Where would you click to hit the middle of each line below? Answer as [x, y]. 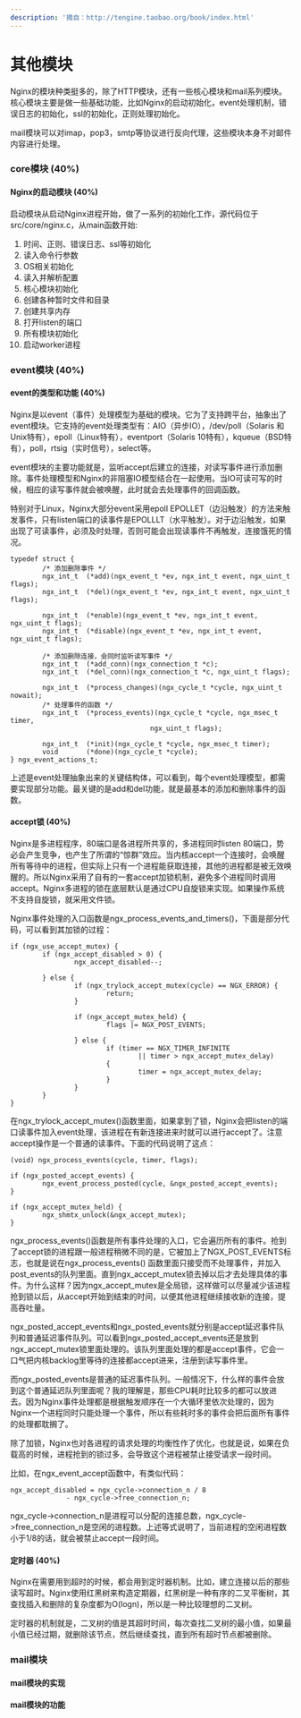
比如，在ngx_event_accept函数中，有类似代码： [98, 1474]
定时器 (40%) [35, 1560]
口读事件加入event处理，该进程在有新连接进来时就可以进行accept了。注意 [146, 1132]
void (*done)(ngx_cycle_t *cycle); [121, 752]
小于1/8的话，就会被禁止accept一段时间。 [87, 1538]
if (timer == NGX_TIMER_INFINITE [168, 1049]
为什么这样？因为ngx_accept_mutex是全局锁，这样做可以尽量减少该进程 [158, 1286]
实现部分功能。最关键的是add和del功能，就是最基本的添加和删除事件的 [148, 788]
